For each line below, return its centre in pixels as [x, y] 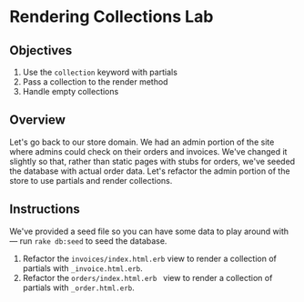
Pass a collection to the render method [95, 82]
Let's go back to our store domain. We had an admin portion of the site [142, 142]
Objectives [41, 50]
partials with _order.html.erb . [78, 287]
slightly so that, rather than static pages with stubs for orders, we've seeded [152, 161]
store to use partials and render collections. [91, 180]
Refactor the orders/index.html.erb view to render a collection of [147, 277]
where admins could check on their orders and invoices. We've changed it [148, 151]
